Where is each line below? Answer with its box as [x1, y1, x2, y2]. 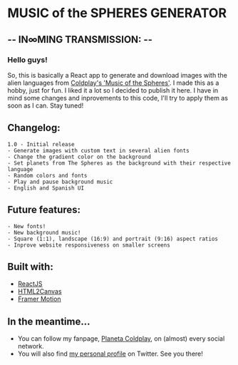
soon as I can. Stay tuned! [7, 101, 84, 110]
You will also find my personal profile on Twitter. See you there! [17, 349, 203, 358]
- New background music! [7, 229, 81, 236]
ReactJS [17, 279, 43, 288]
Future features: [7, 204, 81, 216]
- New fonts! [7, 222, 46, 230]
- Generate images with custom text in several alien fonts [7, 147, 190, 154]
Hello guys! [7, 55, 48, 65]
